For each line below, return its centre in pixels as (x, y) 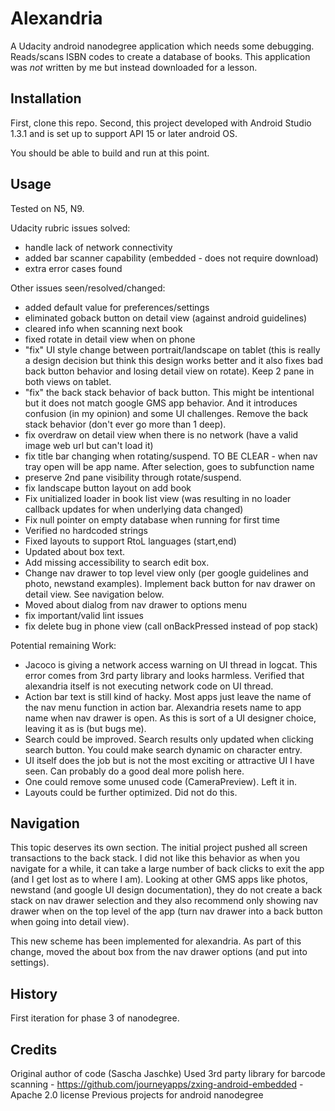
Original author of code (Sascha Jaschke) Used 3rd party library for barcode (168, 1073)
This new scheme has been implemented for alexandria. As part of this (156, 941)
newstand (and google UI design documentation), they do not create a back (166, 890)
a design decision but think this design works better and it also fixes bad (174, 360)
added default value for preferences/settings (117, 307)
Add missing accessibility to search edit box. (117, 562)
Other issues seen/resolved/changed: (88, 288)
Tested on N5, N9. (47, 208)
